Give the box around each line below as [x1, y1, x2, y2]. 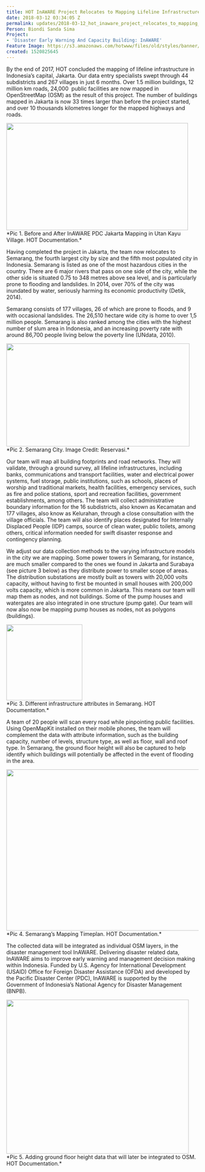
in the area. [6, 757, 35, 764]
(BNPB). [6, 987, 27, 994]
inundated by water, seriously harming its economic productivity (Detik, [6, 287, 186, 294]
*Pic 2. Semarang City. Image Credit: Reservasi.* [6, 446, 130, 453]
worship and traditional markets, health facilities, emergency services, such [6, 483, 196, 491]
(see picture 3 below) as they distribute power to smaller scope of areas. [6, 567, 189, 574]
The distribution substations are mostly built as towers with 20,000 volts [6, 573, 188, 580]
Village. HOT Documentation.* [6, 236, 82, 243]
